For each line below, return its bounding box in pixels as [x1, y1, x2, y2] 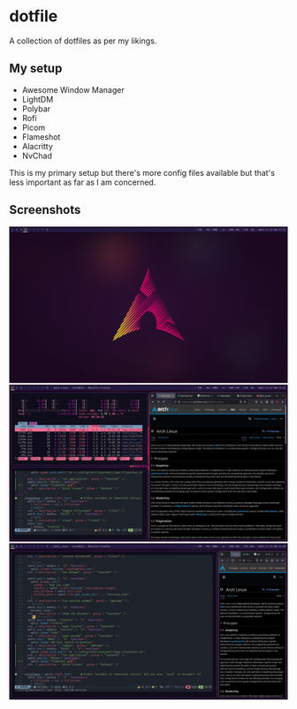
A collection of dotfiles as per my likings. [9, 35, 157, 46]
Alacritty [21, 141, 53, 151]
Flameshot [21, 131, 61, 142]
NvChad [21, 150, 53, 161]
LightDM [21, 94, 54, 104]
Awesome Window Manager [21, 84, 126, 95]
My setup [9, 61, 63, 76]
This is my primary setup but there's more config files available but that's [9, 167, 276, 178]
